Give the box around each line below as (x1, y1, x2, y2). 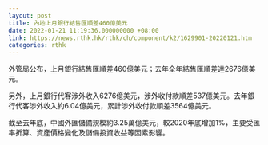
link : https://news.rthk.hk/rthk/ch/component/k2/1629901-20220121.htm (8, 33, 252, 42)
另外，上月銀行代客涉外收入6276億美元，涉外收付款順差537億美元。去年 (8, 91, 248, 100)
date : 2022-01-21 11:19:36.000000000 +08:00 (8, 26, 159, 34)
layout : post (8, 11, 52, 20)
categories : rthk (8, 41, 66, 49)
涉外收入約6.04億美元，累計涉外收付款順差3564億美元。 (29, 101, 216, 111)
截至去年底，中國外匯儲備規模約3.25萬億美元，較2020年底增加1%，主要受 (8, 118, 254, 127)
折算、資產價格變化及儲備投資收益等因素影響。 (14, 128, 170, 138)
